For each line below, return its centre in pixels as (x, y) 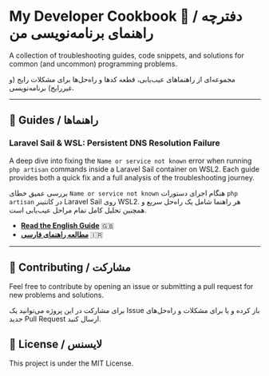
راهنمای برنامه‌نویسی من (81, 33)
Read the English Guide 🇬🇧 (67, 225)
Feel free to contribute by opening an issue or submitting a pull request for (131, 287)
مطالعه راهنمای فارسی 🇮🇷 (61, 234)
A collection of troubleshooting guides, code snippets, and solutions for (127, 55)
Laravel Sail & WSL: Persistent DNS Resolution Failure (115, 143)
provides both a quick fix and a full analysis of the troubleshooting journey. (132, 177)
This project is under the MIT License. (71, 363)
